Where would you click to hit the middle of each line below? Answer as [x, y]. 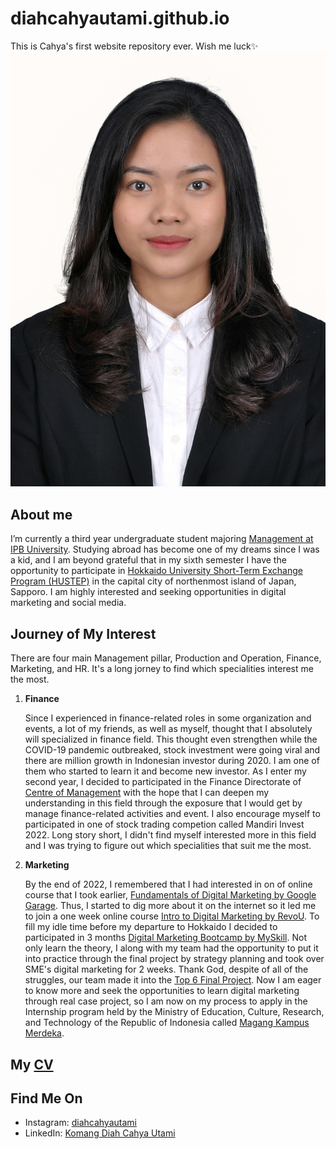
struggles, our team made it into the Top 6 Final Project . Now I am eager [173, 980]
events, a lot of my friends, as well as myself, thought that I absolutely [168, 729]
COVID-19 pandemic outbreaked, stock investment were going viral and [172, 750]
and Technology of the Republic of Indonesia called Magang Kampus [167, 1023]
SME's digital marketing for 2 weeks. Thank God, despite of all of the [166, 969]
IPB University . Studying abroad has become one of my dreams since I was [165, 549]
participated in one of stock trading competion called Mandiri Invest [164, 824]
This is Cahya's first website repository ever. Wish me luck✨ [134, 46]
